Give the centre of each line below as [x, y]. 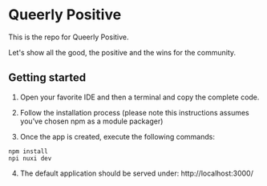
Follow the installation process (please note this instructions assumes [135, 112]
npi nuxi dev [30, 158]
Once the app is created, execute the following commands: [117, 136]
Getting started [47, 78]
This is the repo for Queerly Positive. [69, 37]
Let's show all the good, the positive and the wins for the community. [122, 52]
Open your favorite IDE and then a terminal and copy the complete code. [140, 97]
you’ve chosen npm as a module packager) [91, 121]
